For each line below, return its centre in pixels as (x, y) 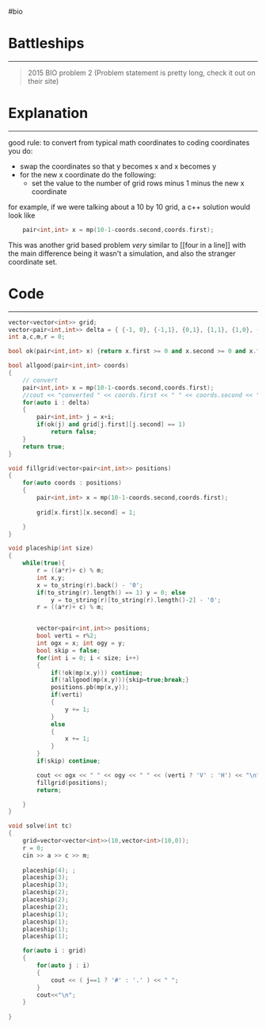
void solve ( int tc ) (40, 826)
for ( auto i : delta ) (56, 402)
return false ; (74, 432)
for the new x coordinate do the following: (88, 174)
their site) (43, 81)
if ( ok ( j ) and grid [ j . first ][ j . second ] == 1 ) (111, 425)
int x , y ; (51, 577)
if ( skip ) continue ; (69, 761)
